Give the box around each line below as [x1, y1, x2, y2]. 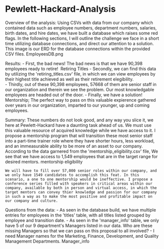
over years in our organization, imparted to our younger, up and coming [5, 102, 150, 108]
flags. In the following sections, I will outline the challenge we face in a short [5, 35, 160, 41]
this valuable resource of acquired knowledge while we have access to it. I [5, 127, 156, 133]
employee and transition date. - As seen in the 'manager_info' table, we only [5, 217, 160, 223]
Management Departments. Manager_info [5, 238, 90, 244]
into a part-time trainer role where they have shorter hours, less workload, [5, 138, 155, 143]
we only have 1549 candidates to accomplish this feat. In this [5, 172, 139, 177]
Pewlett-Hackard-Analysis [5, 3, 116, 15]
